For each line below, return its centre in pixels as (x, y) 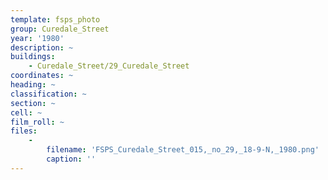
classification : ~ (48, 94)
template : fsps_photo (55, 19)
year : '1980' (37, 38)
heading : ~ (33, 85)
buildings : (33, 57)
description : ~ (42, 47)
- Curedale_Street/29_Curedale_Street (109, 66)
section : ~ (33, 103)
